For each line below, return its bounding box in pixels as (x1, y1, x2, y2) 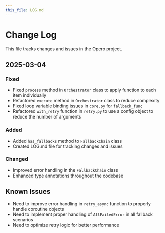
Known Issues (5, 187, 51, 196)
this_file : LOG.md (5, 7, 44, 13)
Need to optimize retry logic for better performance (12, 222, 119, 228)
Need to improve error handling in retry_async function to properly (12, 200, 151, 207)
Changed (5, 156, 29, 163)
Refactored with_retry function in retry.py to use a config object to (12, 108, 153, 114)
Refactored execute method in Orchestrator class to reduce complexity (12, 98, 160, 104)
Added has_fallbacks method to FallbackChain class (12, 138, 122, 144)
